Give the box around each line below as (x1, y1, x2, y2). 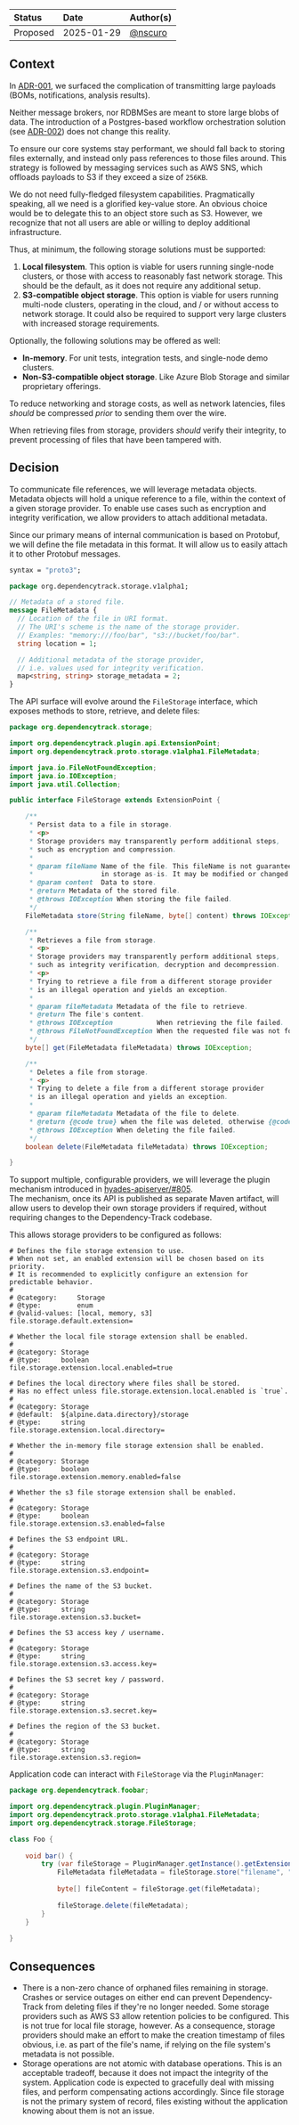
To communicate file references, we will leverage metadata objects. (9, 484, 257, 494)
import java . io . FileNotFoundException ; (9, 763, 158, 772)
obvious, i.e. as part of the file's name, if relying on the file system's (21, 2039, 271, 2049)
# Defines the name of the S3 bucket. (9, 1582, 153, 1591)
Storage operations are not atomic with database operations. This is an (21, 2057, 282, 2069)
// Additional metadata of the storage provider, (17, 655, 205, 664)
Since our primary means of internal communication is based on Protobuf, (9, 529, 280, 540)
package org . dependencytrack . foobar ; (9, 1786, 149, 1795)
